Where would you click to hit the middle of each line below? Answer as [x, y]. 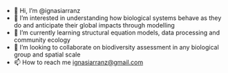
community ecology [42, 40]
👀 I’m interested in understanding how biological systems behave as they [117, 18]
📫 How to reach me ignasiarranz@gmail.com [78, 62]
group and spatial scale [47, 54]
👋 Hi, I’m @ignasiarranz [47, 11]
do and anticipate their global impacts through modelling [94, 25]
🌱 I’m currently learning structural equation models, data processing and [116, 32]
